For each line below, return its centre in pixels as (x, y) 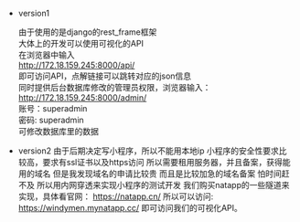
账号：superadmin (53, 108)
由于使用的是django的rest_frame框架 (87, 32)
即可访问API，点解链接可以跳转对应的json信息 (105, 76)
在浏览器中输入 (46, 55)
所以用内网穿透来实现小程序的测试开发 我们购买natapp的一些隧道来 (163, 185)
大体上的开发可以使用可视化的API (81, 43)
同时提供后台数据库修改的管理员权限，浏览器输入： (114, 87)
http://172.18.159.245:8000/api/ (76, 65)
